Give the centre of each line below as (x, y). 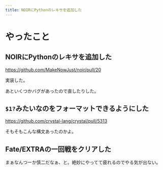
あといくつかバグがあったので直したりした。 (52, 91)
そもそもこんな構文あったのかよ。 (41, 132)
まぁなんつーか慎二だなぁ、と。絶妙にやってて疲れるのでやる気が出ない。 (83, 162)
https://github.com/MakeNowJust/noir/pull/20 (53, 70)
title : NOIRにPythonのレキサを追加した (44, 10)
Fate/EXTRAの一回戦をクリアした (58, 149)
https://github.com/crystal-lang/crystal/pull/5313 (56, 121)
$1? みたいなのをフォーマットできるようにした (77, 109)
